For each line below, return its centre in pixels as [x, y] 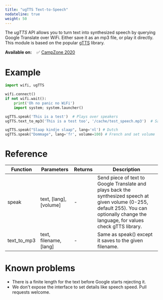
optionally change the [122, 214]
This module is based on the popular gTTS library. [55, 43]
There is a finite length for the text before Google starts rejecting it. [79, 282]
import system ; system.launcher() [49, 108]
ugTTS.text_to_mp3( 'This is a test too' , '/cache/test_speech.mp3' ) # [79, 121]
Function [22, 170]
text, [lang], [54, 199]
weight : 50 [16, 19]
